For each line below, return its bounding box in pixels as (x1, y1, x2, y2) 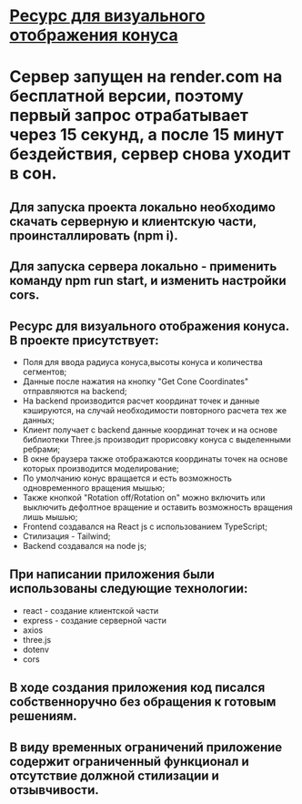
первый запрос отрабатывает (9, 106, 248, 126)
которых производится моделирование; (22, 463, 179, 473)
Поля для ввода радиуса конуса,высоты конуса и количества (22, 356, 264, 367)
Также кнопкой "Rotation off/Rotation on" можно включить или (22, 492, 266, 503)
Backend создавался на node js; (22, 540, 147, 551)
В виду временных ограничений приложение (9, 739, 283, 755)
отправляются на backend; (22, 385, 127, 396)
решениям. (9, 708, 77, 724)
